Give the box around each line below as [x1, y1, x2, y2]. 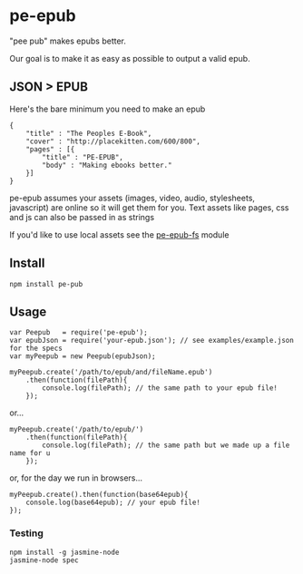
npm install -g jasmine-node [9, 548, 120, 557]
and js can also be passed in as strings [9, 211, 155, 222]
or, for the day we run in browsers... [9, 472, 143, 483]
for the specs [9, 344, 64, 354]
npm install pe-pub [9, 279, 83, 288]
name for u [9, 449, 51, 458]
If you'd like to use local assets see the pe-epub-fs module [9, 229, 230, 240]
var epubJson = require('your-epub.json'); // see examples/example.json [9, 336, 295, 345]
